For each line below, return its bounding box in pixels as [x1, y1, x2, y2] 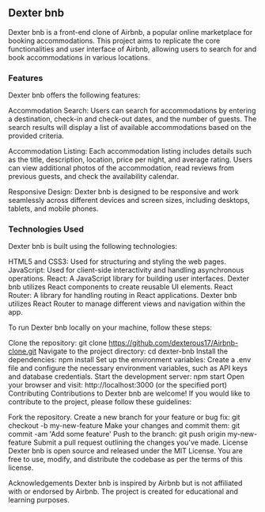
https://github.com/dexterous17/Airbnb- [108, 338, 239, 348]
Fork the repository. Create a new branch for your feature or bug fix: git [8, 412, 240, 422]
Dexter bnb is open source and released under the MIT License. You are [8, 446, 243, 456]
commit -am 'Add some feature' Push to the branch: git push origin [8, 430, 226, 439]
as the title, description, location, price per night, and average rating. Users [8, 155, 253, 165]
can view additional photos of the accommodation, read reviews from [8, 163, 235, 173]
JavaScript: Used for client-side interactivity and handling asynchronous [8, 266, 244, 275]
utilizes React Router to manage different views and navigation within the [8, 299, 246, 308]
